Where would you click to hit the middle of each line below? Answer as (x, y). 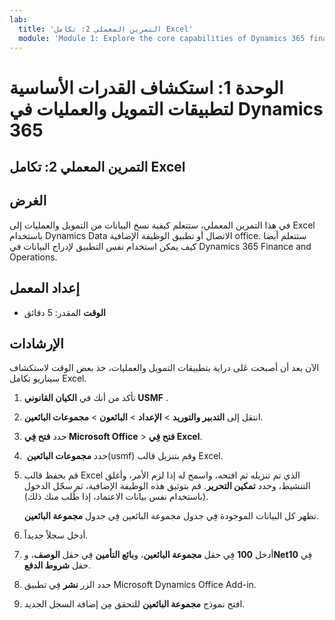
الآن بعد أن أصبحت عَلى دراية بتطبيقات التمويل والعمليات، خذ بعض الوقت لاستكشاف (164, 368)
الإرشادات (36, 343)
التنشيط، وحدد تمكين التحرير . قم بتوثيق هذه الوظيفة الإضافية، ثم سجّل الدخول (167, 486)
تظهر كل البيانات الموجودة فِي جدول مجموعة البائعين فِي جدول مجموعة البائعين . (171, 516)
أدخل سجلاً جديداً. (56, 535)
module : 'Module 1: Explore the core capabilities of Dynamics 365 (162, 38)
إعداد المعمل (45, 288)
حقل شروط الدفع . (57, 565)
